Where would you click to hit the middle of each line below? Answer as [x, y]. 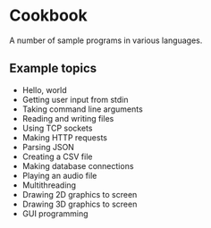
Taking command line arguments [82, 109]
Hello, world [44, 89]
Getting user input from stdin [75, 99]
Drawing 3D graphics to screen [80, 204]
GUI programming [55, 213]
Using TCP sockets [57, 128]
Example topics [53, 68]
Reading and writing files [68, 118]
